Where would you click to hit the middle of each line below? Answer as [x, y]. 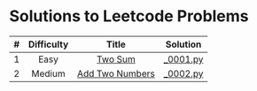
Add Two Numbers [116, 73]
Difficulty [48, 44]
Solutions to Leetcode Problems [129, 16]
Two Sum [116, 59]
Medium [48, 73]
